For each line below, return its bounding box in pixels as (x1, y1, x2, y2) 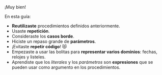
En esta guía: (4, 14, 31, 19)
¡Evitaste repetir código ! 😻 (11, 44, 67, 49)
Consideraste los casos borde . (11, 34, 75, 39)
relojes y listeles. (11, 54, 46, 60)
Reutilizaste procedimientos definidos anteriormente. (11, 23, 121, 29)
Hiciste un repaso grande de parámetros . (11, 38, 96, 44)
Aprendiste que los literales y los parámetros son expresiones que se (11, 59, 153, 65)
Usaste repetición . (11, 28, 50, 34)
